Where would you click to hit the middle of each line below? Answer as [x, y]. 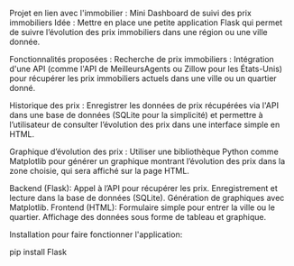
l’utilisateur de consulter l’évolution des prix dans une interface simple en [145, 124]
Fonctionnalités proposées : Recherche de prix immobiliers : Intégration [142, 59]
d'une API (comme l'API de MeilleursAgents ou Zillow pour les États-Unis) [146, 69]
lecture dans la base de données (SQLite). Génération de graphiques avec [147, 198]
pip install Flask [38, 252]
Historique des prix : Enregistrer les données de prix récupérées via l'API [144, 105]
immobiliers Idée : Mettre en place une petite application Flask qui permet [146, 23]
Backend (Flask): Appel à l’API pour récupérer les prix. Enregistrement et [143, 188]
